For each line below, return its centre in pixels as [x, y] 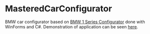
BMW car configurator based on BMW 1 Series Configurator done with [75, 22]
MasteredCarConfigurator [59, 9]
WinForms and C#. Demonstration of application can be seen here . [72, 26]
